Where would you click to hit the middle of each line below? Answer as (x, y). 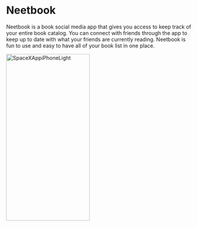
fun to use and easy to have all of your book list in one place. (81, 46)
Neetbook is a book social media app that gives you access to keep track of (99, 27)
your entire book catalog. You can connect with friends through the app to (97, 33)
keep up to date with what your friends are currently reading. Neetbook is (96, 39)
